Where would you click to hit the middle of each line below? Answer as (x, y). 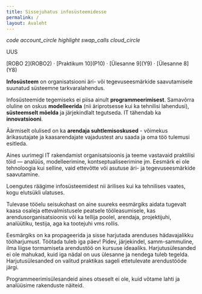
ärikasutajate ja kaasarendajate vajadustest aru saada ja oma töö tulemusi (98, 137)
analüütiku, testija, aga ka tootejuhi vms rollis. (63, 223)
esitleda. (17, 144)
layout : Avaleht (27, 23)
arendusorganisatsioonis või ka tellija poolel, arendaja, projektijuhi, (89, 217)
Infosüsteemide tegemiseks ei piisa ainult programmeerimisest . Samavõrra (100, 100)
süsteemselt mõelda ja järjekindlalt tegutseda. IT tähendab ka (84, 113)
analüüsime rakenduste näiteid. (45, 286)
